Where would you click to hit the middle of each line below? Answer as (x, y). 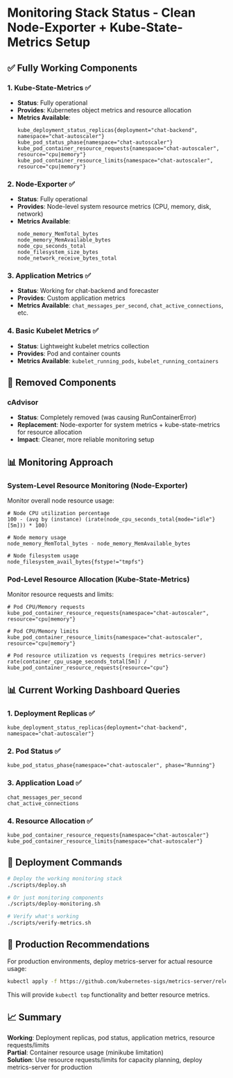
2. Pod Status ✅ (34, 751)
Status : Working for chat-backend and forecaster (88, 291)
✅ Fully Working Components (72, 68)
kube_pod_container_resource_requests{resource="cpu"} (88, 668)
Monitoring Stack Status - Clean (102, 13)
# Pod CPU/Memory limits (43, 632)
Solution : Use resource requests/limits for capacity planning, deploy (105, 1059)
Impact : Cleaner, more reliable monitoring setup (86, 439)
